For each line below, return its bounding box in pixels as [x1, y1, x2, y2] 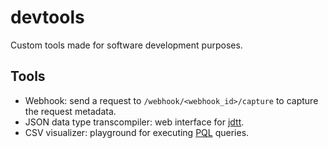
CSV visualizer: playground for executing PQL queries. [24, 126, 250, 138]
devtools [10, 6, 85, 29]
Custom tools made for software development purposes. [10, 39, 243, 51]
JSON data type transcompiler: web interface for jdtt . [24, 116, 245, 128]
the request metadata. [24, 105, 117, 117]
